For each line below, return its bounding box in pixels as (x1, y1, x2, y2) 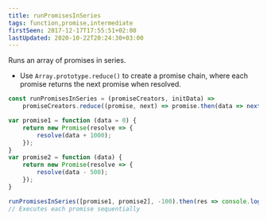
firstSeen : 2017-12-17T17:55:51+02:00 (8, 26, 137, 34)
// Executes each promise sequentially (8, 204, 141, 213)
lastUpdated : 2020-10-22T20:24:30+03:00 (8, 33, 145, 42)
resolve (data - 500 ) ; (37, 169, 109, 176)
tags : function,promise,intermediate (8, 19, 133, 27)
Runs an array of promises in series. (8, 56, 126, 65)
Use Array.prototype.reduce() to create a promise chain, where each (19, 71, 249, 80)
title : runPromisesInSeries (8, 11, 102, 20)
